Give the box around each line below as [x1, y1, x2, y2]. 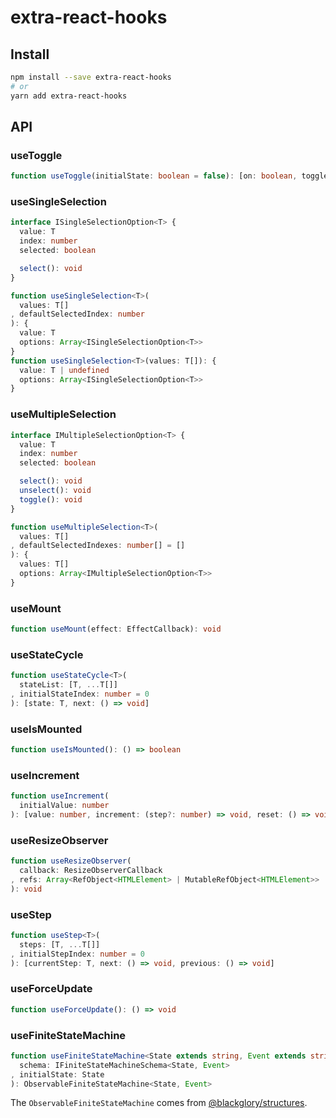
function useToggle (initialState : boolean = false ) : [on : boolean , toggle [10, 171, 329, 181]
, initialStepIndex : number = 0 [10, 949, 145, 959]
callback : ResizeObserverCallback [19, 866, 163, 876]
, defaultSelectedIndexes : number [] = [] [10, 541, 186, 551]
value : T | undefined [19, 365, 110, 375]
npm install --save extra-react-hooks [10, 72, 172, 82]
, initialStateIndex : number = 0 [10, 689, 150, 699]
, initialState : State [10, 1069, 105, 1080]
